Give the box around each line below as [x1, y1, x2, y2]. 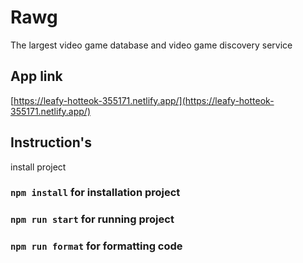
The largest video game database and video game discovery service [10, 39, 293, 51]
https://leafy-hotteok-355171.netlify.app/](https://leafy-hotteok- [13, 94, 275, 106]
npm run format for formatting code [10, 239, 183, 253]
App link [10, 68, 63, 85]
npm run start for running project [10, 212, 175, 226]
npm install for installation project [10, 186, 181, 200]
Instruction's [10, 134, 93, 151]
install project [10, 161, 67, 173]
